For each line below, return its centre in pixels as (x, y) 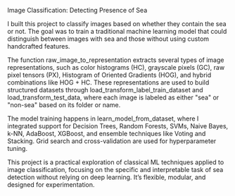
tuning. (18, 148)
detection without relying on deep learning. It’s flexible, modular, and (107, 177)
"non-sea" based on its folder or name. (64, 105)
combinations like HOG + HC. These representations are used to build (108, 82)
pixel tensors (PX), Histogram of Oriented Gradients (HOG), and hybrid (109, 75)
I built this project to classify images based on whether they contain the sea (117, 24)
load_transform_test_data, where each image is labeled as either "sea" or (113, 97)
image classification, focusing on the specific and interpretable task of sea (115, 170)
